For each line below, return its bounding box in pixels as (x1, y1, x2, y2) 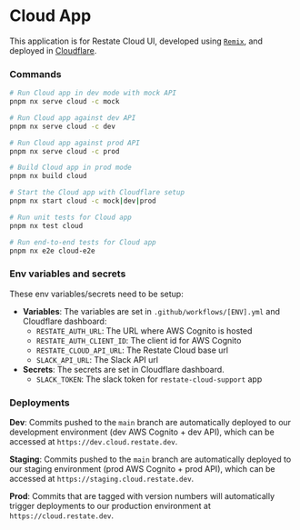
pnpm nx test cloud (9, 221, 84, 230)
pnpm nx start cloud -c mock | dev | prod (9, 196, 156, 205)
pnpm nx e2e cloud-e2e (9, 246, 95, 255)
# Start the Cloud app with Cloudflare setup (9, 188, 185, 197)
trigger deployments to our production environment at (9, 501, 212, 512)
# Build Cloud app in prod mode (9, 163, 132, 173)
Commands (9, 67, 62, 80)
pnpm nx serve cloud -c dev (9, 122, 116, 131)
